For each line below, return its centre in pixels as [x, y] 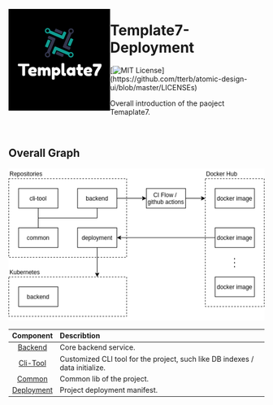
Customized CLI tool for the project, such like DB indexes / [157, 359]
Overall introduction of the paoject [167, 103]
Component [32, 336]
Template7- [150, 30]
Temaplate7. [130, 111]
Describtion [80, 336]
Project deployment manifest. [109, 390]
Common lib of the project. [104, 378]
